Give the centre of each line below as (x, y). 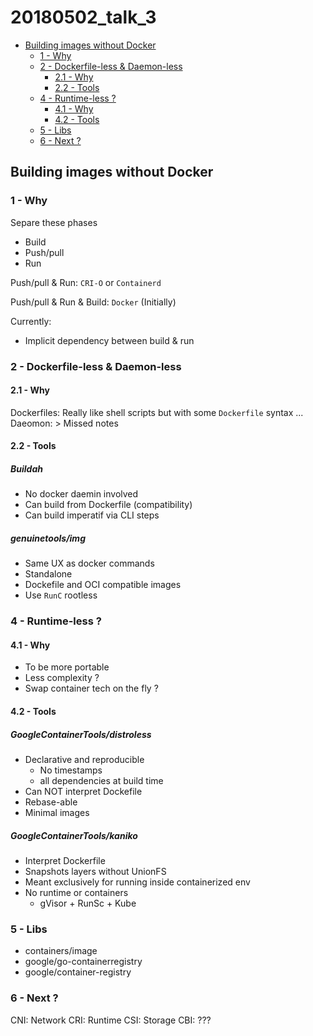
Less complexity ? (62, 678)
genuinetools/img (48, 538)
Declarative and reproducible (84, 759)
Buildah (26, 468)
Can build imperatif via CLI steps (92, 515)
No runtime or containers (76, 892)
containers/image (61, 951)
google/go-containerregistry (83, 962)
